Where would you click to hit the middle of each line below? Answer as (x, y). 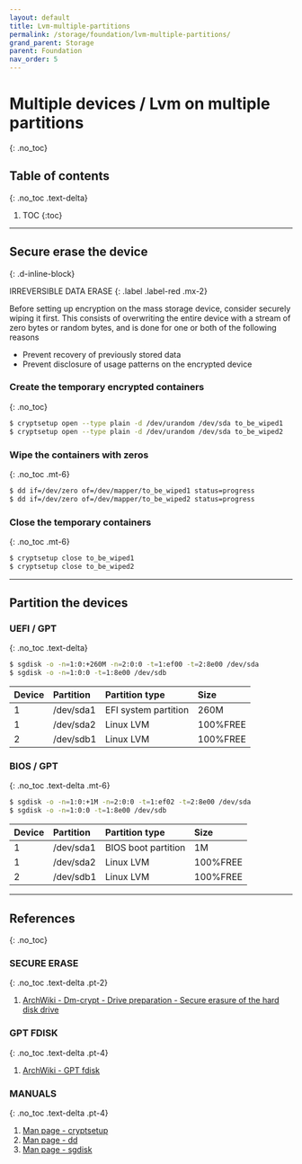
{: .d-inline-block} (42, 273)
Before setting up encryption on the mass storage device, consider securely (150, 308)
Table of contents (59, 176)
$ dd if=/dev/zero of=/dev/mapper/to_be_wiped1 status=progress (132, 491)
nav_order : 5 (34, 59)
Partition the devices (69, 603)
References (42, 918)
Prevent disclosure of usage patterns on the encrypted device (137, 364)
